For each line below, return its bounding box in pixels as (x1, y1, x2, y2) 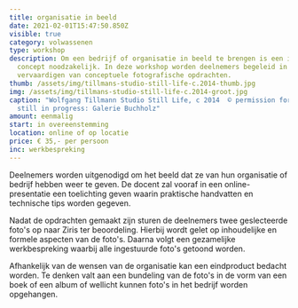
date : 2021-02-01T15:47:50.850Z (9, 21, 129, 30)
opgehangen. (9, 288, 59, 299)
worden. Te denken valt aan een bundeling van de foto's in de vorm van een (9, 270, 287, 280)
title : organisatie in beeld (9, 12, 117, 22)
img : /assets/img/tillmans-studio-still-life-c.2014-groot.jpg (9, 87, 248, 96)
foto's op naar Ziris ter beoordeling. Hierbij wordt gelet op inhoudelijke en (9, 224, 278, 235)
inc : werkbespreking (9, 145, 86, 154)
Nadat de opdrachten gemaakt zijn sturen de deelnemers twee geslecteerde (9, 215, 288, 225)
